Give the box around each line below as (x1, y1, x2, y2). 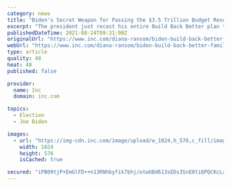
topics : (7, 105, 30, 112)
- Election (13, 112, 45, 119)
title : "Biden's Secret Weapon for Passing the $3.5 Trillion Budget (7, 17, 211, 23)
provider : (7, 80, 36, 87)
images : (7, 130, 30, 138)
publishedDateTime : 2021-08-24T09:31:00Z (7, 29, 128, 37)
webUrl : (7, 42, 30, 49)
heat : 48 (7, 61, 32, 68)
